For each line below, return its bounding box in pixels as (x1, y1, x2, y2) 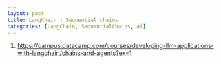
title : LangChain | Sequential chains (7, 17, 118, 23)
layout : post (7, 10, 45, 17)
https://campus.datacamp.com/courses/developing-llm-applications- (17, 42, 215, 50)
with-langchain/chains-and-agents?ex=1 (17, 49, 132, 57)
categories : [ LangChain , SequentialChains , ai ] (7, 23, 147, 30)
